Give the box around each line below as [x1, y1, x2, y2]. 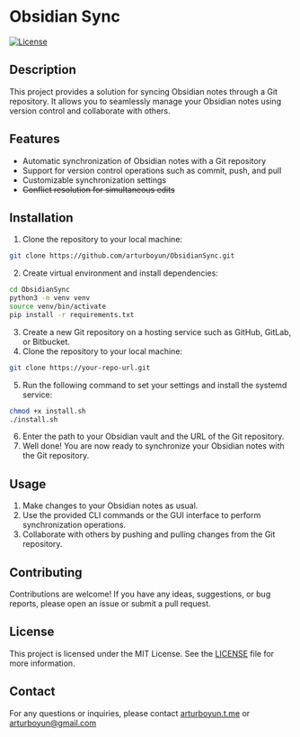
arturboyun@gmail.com [9, 717, 97, 728]
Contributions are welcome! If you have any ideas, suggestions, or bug [9, 588, 271, 599]
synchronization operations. [22, 520, 127, 531]
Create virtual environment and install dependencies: [22, 268, 218, 278]
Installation [9, 210, 74, 225]
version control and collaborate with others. [9, 105, 171, 116]
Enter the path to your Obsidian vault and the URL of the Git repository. [22, 431, 285, 442]
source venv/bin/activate [9, 302, 106, 311]
